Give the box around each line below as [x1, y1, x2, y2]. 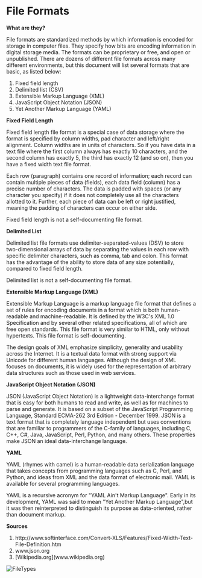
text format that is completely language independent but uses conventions [6, 418, 191, 426]
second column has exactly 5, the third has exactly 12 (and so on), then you [6, 154, 194, 161]
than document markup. [6, 510, 66, 518]
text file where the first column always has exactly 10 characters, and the [6, 148, 188, 155]
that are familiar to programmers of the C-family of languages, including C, [6, 424, 192, 432]
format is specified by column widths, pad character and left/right [6, 134, 170, 142]
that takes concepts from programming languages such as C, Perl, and [6, 467, 182, 474]
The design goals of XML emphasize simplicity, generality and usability [6, 344, 183, 351]
